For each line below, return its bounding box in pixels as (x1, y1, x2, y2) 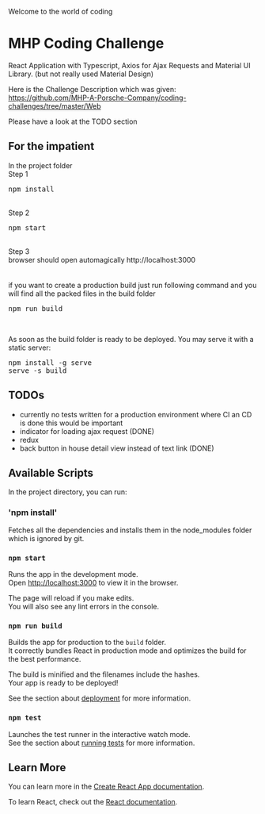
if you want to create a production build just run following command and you (8, 280, 257, 290)
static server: (8, 343, 51, 352)
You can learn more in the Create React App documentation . (8, 781, 205, 792)
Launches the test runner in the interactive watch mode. (8, 729, 191, 739)
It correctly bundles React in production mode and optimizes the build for (8, 646, 247, 655)
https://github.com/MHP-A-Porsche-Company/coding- (8, 93, 187, 102)
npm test (8, 713, 42, 723)
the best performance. (8, 655, 81, 664)
